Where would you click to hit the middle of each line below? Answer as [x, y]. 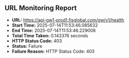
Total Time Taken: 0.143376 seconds [50, 35]
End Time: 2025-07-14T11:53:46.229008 [54, 30]
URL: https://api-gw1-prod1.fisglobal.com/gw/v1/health [68, 20]
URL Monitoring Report [41, 8]
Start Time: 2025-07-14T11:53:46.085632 [55, 25]
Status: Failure [27, 46]
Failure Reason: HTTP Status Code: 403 [53, 51]
